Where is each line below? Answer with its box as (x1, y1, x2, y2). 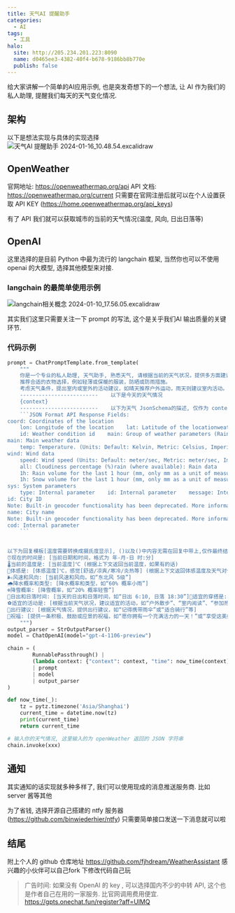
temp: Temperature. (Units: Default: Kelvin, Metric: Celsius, (20, 444, 208, 451)
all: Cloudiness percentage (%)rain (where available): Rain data (20, 463, 218, 470)
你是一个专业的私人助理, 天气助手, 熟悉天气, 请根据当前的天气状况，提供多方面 (20, 372, 221, 379)
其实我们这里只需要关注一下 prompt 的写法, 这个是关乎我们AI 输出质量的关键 (7, 315, 227, 323)
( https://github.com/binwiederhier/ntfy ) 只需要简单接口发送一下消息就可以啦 (7, 815, 226, 823)
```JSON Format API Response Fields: (20, 411, 130, 418)
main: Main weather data (7, 437, 80, 444)
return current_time (20, 722, 80, 730)
